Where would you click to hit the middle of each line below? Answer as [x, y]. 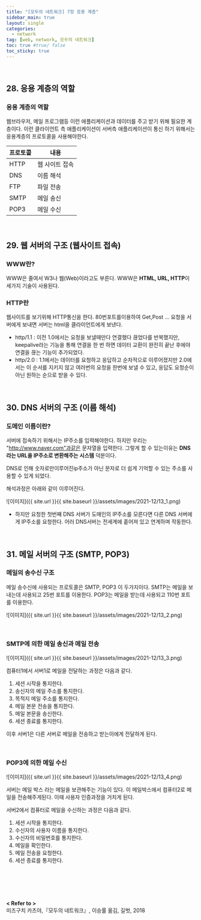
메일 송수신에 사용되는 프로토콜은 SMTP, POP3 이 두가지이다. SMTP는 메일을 [97, 587]
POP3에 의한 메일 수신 [37, 763]
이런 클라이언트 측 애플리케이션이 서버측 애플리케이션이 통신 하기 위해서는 [109, 129]
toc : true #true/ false [36, 46]
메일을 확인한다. [33, 845]
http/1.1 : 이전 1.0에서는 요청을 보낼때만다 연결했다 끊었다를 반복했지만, [97, 337]
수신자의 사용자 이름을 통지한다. [52, 830]
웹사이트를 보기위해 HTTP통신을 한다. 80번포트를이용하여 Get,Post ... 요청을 [96, 317]
